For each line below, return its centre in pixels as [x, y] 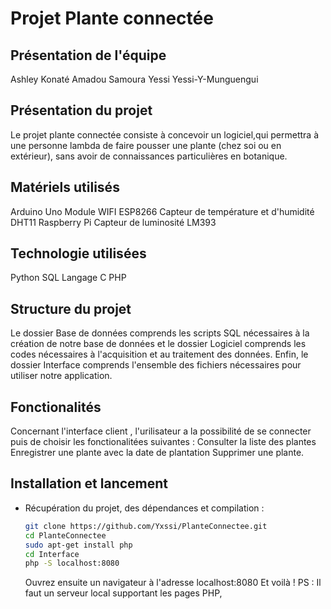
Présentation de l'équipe [88, 55]
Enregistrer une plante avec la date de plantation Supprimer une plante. [157, 453]
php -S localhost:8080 [72, 563]
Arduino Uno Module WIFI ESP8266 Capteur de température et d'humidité [162, 211]
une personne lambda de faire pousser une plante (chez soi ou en [146, 145]
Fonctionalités [56, 407]
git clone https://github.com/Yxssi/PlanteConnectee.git [146, 526]
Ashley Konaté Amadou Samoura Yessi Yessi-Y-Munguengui [134, 79]
